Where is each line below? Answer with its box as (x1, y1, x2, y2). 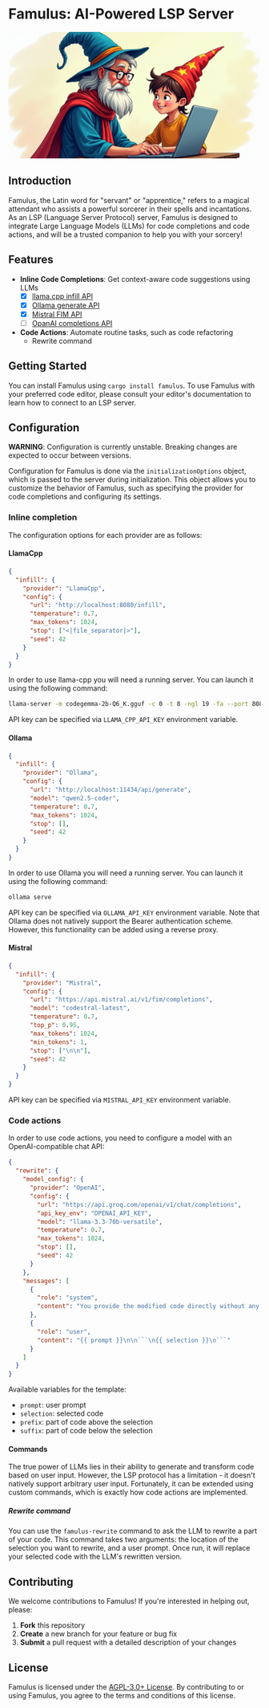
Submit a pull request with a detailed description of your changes (19, 1637, 237, 1647)
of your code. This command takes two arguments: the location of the (8, 1535, 239, 1544)
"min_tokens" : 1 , (29, 1037, 88, 1046)
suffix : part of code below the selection (19, 1426, 154, 1436)
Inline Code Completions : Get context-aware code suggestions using (19, 274, 251, 283)
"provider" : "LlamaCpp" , (22, 584, 106, 593)
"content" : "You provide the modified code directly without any (37, 1302, 260, 1311)
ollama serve (8, 893, 52, 901)
